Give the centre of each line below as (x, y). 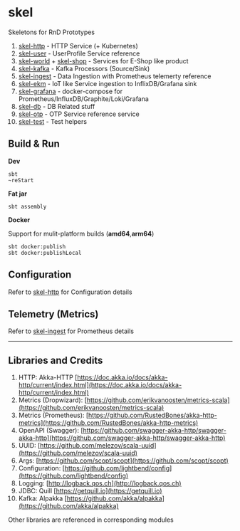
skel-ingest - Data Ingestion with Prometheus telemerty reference (115, 76)
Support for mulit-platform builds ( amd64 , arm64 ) (81, 233)
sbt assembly (27, 206)
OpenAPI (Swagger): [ (51, 431)
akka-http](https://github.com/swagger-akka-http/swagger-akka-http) (122, 438)
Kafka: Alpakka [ (42, 498)
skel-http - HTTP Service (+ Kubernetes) (78, 46)
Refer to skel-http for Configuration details (70, 292)
